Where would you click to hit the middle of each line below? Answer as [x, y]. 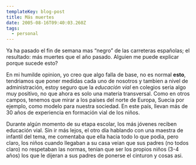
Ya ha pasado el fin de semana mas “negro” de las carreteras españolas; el [98, 50]
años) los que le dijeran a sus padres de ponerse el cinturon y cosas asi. [94, 156]
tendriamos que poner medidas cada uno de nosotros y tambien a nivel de [97, 81]
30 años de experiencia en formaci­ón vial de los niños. [73, 113]
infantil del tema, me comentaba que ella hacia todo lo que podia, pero [92, 137]
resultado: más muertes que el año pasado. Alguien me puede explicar [93, 57]
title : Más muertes [30, 17]
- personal [25, 34]
